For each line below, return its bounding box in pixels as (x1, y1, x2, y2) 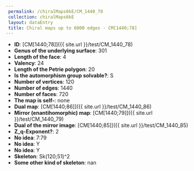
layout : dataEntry (8, 19, 53, 25)
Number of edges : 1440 (14, 84, 73, 91)
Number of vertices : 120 (14, 78, 75, 85)
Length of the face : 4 (14, 53, 66, 60)
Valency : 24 (14, 60, 45, 67)
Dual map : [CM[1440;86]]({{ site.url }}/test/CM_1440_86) (14, 103, 152, 110)
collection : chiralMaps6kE (8, 14, 75, 20)
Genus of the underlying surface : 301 (14, 47, 107, 54)
